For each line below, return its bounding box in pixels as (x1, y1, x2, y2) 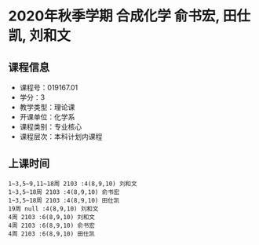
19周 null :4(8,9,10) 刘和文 (8, 205, 99, 213)
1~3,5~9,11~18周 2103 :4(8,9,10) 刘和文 (8, 180, 137, 188)
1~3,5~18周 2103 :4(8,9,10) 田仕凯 (8, 196, 120, 204)
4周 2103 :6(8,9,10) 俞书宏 (8, 221, 96, 229)
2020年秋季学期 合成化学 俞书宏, (8, 7, 220, 25)
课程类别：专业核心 (19, 122, 82, 131)
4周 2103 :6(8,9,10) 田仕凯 (8, 229, 96, 238)
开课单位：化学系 (19, 112, 75, 122)
